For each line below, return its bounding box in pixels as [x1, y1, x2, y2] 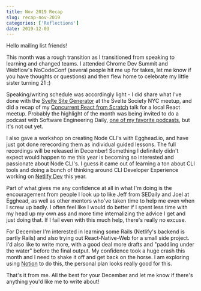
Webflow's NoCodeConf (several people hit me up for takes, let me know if [6, 67, 192, 74]
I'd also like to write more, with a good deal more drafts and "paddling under [6, 241, 195, 248]
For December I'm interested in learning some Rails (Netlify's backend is [6, 228, 185, 235]
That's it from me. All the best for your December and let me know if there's [6, 272, 193, 279]
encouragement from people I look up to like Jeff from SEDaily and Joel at [6, 191, 190, 198]
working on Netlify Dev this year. [6, 173, 87, 180]
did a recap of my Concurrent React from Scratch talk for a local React [6, 103, 181, 111]
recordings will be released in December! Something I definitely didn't [6, 147, 179, 155]
